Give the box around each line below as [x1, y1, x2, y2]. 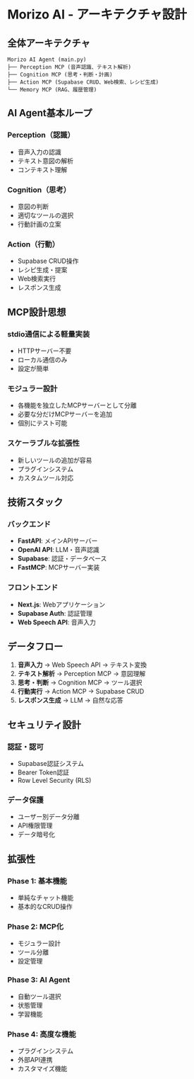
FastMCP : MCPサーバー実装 [17, 563, 100, 572]
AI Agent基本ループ [7, 107, 93, 119]
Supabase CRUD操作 [17, 256, 79, 266]
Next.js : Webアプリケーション [17, 600, 106, 609]
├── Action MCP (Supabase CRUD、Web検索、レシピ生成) [7, 79, 159, 86]
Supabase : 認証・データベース [17, 554, 107, 563]
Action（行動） [7, 239, 60, 249]
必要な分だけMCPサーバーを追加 [17, 410, 113, 419]
